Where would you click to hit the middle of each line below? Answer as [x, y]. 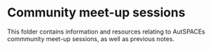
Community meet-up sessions [96, 13]
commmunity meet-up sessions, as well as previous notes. [91, 38]
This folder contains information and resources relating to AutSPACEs [106, 32]
